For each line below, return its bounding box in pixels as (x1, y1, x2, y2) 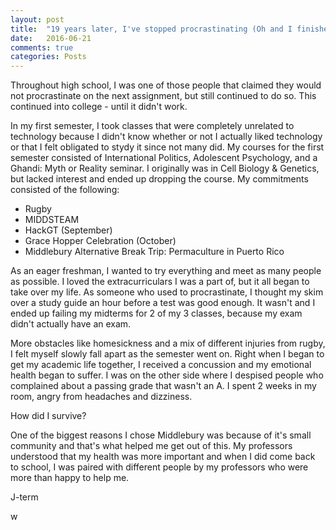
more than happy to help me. (10, 472, 130, 484)
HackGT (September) (24, 224, 113, 236)
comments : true (10, 42, 74, 53)
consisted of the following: (10, 184, 120, 196)
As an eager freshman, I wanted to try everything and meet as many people (10, 265, 322, 277)
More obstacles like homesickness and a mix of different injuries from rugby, (10, 337, 326, 350)
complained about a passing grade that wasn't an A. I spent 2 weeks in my (10, 380, 317, 392)
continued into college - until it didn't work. (10, 101, 188, 113)
